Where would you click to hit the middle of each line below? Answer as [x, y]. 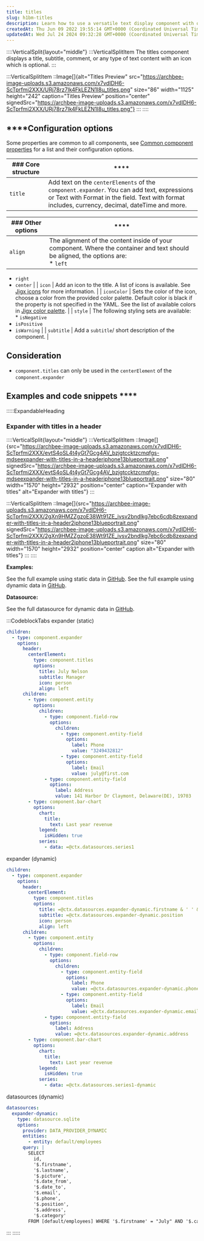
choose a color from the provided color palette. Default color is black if [104, 298]
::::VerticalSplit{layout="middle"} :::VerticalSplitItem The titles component [98, 52]
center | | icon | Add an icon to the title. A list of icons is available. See [103, 285]
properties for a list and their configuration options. [70, 149]
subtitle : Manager [62, 677]
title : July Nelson [63, 671]
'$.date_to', [50, 1187]
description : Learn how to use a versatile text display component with [100, 23]
